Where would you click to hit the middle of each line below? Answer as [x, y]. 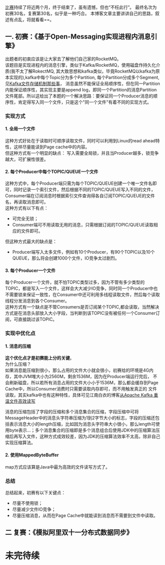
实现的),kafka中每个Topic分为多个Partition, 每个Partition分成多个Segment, [84, 77]
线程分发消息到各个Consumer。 [37, 301]
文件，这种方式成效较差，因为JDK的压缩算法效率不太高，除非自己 [93, 436]
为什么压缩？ [18, 364]
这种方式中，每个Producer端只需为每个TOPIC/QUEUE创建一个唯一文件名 [79, 183]
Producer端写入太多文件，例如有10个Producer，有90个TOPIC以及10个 [83, 252]
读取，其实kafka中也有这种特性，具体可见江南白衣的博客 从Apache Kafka [79, 395]
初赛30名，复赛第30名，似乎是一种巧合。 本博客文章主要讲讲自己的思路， [80, 13]
